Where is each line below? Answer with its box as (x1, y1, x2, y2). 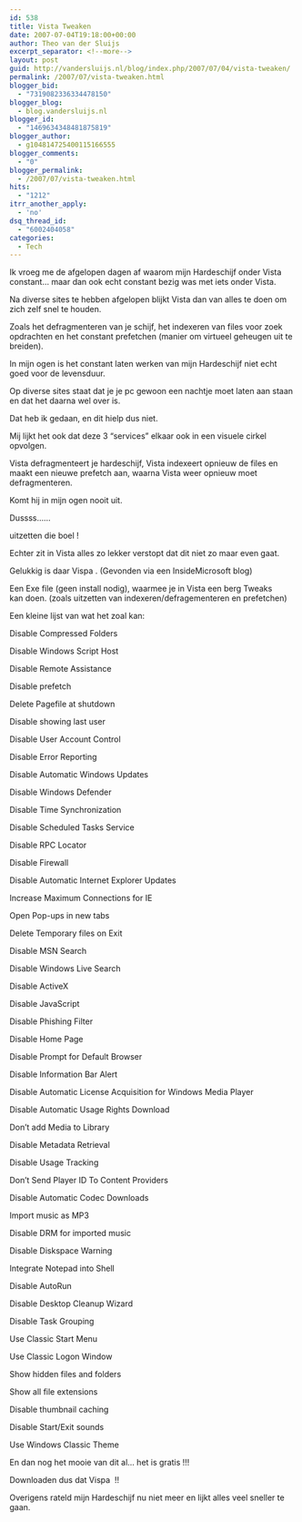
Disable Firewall (9, 857, 69, 868)
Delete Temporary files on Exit (9, 928, 123, 939)
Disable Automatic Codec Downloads (9, 1192, 149, 1203)
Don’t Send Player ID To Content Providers (9, 1175, 168, 1186)
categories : (9, 233, 55, 242)
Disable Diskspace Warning (9, 1245, 113, 1256)
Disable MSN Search (9, 946, 87, 957)
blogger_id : (9, 115, 55, 124)
